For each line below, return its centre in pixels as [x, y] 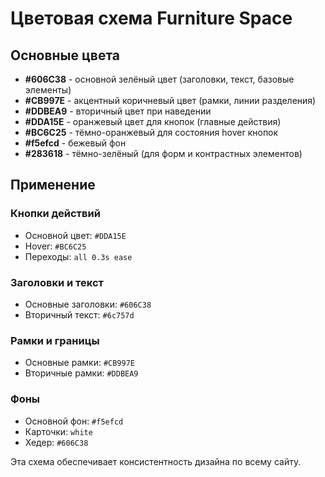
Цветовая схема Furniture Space [151, 18]
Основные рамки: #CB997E [79, 363]
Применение [53, 185]
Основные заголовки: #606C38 [88, 304]
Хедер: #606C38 [56, 442]
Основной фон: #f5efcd [74, 421]
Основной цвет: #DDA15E [75, 235]
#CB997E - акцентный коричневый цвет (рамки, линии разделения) [170, 100]
